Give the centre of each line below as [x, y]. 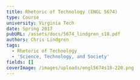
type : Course [23, 17]
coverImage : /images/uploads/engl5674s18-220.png [70, 68]
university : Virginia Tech [40, 23]
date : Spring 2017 [29, 29]
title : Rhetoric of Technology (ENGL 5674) [62, 12]
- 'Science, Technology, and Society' [61, 57]
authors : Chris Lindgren [38, 40]
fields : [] [20, 62]
